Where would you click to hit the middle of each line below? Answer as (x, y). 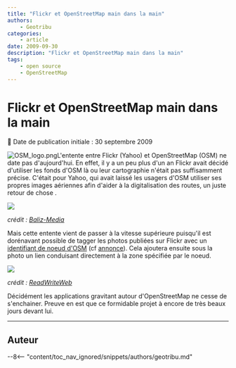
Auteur (23, 340)
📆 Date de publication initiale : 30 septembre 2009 (80, 142)
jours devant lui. (31, 311)
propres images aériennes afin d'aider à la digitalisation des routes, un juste (117, 185)
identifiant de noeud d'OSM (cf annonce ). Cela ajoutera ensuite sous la (110, 248)
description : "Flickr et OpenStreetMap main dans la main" (96, 53)
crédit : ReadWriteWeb (40, 283)
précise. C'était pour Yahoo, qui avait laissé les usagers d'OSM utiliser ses (114, 178)
